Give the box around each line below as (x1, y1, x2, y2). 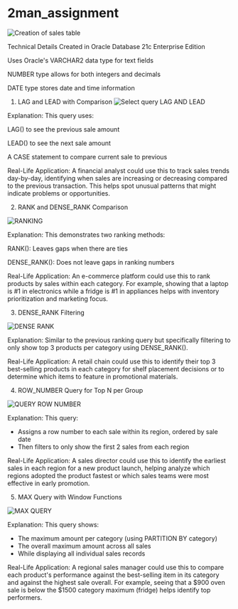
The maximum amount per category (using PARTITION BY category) (17, 534, 218, 542)
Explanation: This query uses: (7, 111, 94, 120)
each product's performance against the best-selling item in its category (7, 571, 220, 579)
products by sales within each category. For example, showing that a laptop (7, 279, 229, 287)
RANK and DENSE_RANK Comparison (17, 203, 129, 211)
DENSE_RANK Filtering (17, 308, 85, 317)
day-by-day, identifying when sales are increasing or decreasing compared (7, 174, 227, 182)
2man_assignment (7, 5, 119, 21)
